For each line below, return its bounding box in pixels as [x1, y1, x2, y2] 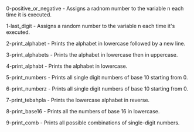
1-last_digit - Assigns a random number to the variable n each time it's [6, 23, 175, 29]
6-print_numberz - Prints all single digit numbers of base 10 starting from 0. [6, 85, 189, 92]
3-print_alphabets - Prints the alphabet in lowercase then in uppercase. [6, 51, 178, 58]
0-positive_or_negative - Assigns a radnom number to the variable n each [6, 5, 184, 12]
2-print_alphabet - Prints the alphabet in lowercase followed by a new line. [6, 40, 186, 47]
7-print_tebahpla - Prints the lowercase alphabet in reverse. [6, 96, 150, 103]
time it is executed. [6, 11, 52, 18]
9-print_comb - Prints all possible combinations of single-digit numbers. [6, 119, 180, 126]
